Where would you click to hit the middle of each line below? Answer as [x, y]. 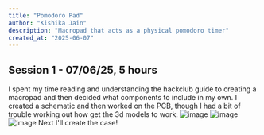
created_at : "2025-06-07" [51, 38]
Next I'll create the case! [78, 123]
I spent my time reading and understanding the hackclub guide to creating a [132, 89]
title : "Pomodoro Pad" [46, 15]
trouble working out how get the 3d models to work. [93, 114]
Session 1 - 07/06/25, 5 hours [83, 69]
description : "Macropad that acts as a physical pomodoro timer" [118, 30]
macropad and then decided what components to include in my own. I [122, 98]
